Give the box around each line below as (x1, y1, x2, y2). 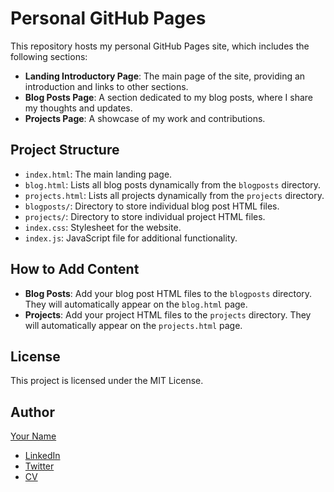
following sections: (10, 50, 88, 62)
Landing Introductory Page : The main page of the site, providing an (24, 70, 306, 82)
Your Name (10, 430, 57, 442)
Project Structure (10, 142, 120, 159)
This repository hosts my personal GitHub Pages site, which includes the (10, 40, 310, 52)
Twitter (24, 460, 55, 472)
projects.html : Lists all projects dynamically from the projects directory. (24, 189, 325, 201)
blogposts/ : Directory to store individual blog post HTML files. (24, 200, 280, 212)
